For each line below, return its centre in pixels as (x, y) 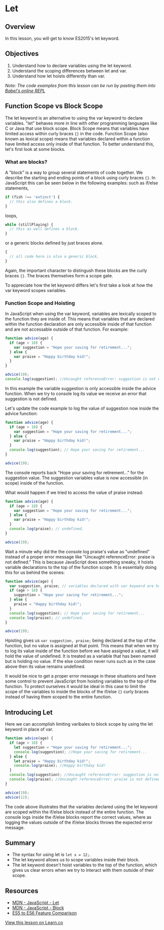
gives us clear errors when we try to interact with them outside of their (83, 870)
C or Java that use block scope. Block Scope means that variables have (77, 128)
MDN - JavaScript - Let (36, 903)
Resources (22, 891)
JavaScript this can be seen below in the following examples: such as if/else (82, 183)
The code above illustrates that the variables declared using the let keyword (81, 807)
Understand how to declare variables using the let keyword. (72, 65)
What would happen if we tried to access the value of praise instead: (74, 492)
